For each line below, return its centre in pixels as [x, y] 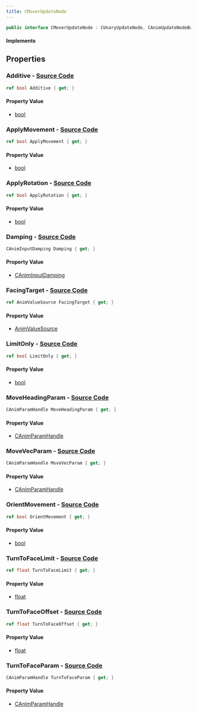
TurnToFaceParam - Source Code [54, 666]
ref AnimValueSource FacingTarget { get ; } [60, 302]
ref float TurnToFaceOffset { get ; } [52, 624]
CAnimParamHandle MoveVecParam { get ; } [56, 463]
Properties [26, 59]
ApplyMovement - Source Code [52, 129]
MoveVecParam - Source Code [51, 451]
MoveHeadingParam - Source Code [57, 397]
